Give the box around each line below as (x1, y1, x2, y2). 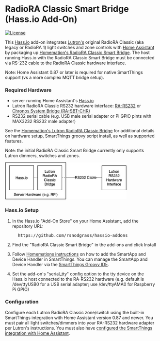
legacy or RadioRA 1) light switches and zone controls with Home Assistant (5, 44, 154, 50)
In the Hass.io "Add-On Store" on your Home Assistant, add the (12, 218, 139, 224)
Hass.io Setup (5, 207, 39, 214)
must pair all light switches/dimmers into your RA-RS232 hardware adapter (5, 320, 155, 325)
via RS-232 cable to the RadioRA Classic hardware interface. (5, 60, 126, 66)
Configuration (5, 298, 39, 305)
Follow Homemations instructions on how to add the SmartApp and (12, 251, 146, 257)
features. (5, 138, 23, 144)
